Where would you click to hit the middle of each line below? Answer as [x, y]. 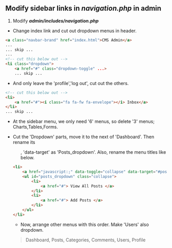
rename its [24, 142]
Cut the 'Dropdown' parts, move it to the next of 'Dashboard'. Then [83, 137]
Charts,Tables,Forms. [35, 127]
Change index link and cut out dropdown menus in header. [75, 31]
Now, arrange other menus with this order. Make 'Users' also [84, 224]
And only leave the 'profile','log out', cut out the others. [71, 83]
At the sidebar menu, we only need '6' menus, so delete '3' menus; [84, 121]
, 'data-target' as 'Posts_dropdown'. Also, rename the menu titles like [93, 152]
